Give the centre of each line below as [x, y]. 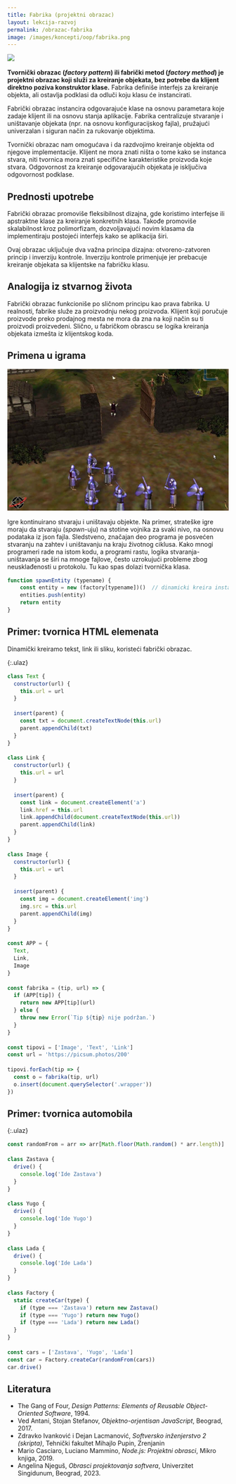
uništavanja [24, 559]
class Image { [28, 854]
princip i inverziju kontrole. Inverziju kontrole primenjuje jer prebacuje [107, 258]
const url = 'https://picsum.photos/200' [69, 1055]
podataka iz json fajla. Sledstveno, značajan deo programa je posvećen [111, 537]
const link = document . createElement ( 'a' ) [83, 802]
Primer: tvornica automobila [70, 1114]
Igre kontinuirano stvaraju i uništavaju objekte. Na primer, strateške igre [111, 521]
